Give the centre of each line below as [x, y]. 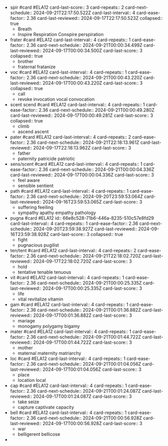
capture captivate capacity [46, 407]
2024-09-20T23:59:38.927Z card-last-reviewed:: [85, 229]
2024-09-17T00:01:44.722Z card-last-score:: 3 [82, 342]
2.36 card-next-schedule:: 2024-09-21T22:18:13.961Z [83, 142]
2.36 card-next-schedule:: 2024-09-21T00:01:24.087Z [83, 391]
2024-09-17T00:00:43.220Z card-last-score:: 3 [93, 83]
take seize [29, 402]
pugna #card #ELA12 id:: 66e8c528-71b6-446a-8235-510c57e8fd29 [82, 218]
